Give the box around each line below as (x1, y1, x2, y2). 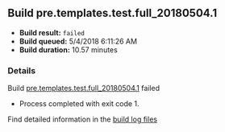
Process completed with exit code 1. (19, 99, 140, 109)
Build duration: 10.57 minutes (19, 44, 118, 55)
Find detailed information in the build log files (7, 114, 158, 124)
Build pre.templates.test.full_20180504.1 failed (7, 84, 160, 93)
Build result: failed (19, 27, 85, 37)
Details (7, 64, 36, 76)
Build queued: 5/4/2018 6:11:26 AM (19, 36, 138, 46)
